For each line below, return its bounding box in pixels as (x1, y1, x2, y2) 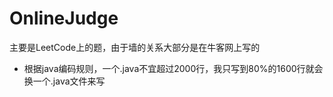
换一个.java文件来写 (23, 75, 106, 87)
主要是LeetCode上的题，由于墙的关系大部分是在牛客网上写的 (9, 41, 261, 53)
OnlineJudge (9, 7, 119, 30)
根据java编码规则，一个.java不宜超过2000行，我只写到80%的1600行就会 (23, 62, 324, 74)
